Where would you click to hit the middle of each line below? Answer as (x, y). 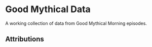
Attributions (25, 39)
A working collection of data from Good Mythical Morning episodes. (76, 23)
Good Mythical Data (48, 9)
